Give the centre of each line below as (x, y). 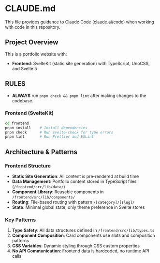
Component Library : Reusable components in (58, 192)
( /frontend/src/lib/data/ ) (38, 187)
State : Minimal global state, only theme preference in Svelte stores (78, 207)
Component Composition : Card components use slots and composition (84, 235)
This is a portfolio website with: (36, 54)
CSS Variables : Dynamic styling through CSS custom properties (76, 246)
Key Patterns (21, 220)
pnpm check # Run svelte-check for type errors (59, 132)
